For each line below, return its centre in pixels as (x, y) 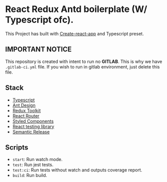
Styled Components (33, 121)
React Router (26, 115)
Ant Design (24, 105)
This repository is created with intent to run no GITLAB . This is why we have (84, 61)
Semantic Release (31, 131)
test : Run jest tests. (33, 165)
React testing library (33, 126)
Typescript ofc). (39, 20)
